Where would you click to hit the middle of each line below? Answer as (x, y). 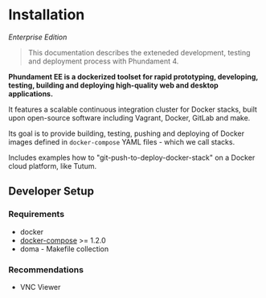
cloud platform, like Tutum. (53, 165)
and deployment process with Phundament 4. (103, 61)
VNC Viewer (40, 287)
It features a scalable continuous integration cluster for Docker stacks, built (133, 109)
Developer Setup (51, 192)
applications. (31, 93)
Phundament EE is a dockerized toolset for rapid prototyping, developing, (133, 76)
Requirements (37, 214)
